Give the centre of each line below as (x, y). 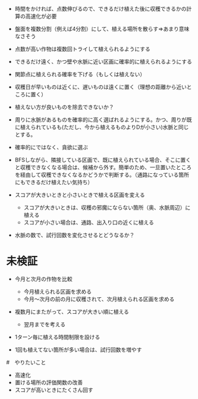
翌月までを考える (45, 324)
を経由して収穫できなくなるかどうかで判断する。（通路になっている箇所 (102, 175)
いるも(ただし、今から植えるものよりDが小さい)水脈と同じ (117, 127)
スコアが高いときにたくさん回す (54, 389)
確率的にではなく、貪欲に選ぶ (51, 147)
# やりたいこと (26, 362)
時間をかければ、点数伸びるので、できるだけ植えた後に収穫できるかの (100, 9)
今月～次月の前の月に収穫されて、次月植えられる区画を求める (99, 299)
